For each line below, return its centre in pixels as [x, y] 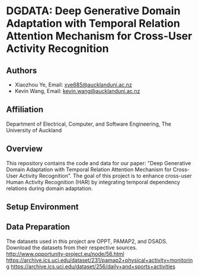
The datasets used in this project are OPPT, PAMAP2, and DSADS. [87, 241]
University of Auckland [34, 130]
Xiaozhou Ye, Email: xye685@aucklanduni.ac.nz [73, 85]
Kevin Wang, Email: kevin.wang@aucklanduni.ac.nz [77, 91]
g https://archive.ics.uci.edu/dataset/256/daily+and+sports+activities [91, 266]
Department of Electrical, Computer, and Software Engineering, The [89, 124]
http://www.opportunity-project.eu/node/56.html [65, 253]
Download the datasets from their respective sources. [72, 248]
